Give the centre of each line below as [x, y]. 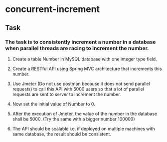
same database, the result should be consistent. [62, 134]
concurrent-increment [53, 9]
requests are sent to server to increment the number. [67, 94]
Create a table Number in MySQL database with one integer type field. [84, 59]
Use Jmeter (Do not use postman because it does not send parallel [81, 83]
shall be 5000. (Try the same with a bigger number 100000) [74, 119]
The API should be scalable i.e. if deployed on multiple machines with [84, 128]
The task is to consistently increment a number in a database [81, 42]
